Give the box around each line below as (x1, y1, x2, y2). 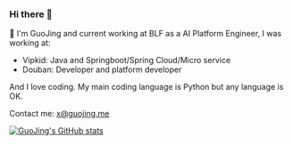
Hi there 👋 (9, 8, 54, 20)
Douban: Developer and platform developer (21, 64, 182, 75)
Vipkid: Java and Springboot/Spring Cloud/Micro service (21, 55, 231, 66)
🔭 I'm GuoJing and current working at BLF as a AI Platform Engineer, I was (9, 28, 282, 39)
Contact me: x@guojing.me (9, 109, 110, 119)
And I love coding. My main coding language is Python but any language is (9, 82, 284, 93)
